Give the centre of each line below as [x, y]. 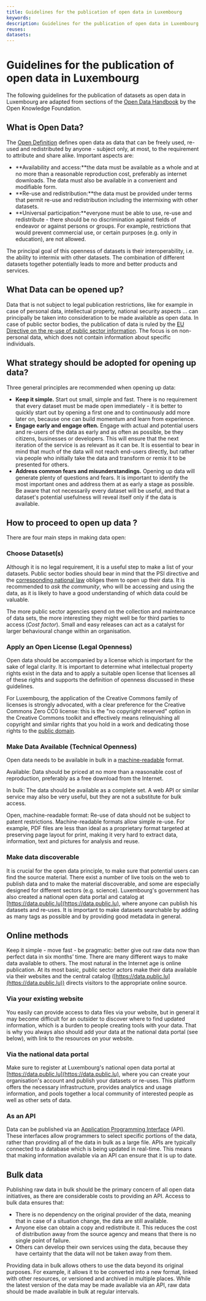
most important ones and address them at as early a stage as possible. [105, 484]
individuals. [21, 344]
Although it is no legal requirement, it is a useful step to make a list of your [100, 567]
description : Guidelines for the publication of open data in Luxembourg [103, 23]
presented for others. [42, 465]
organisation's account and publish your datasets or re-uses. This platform [101, 1080]
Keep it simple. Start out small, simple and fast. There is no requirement [106, 399]
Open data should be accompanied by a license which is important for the [100, 660]
